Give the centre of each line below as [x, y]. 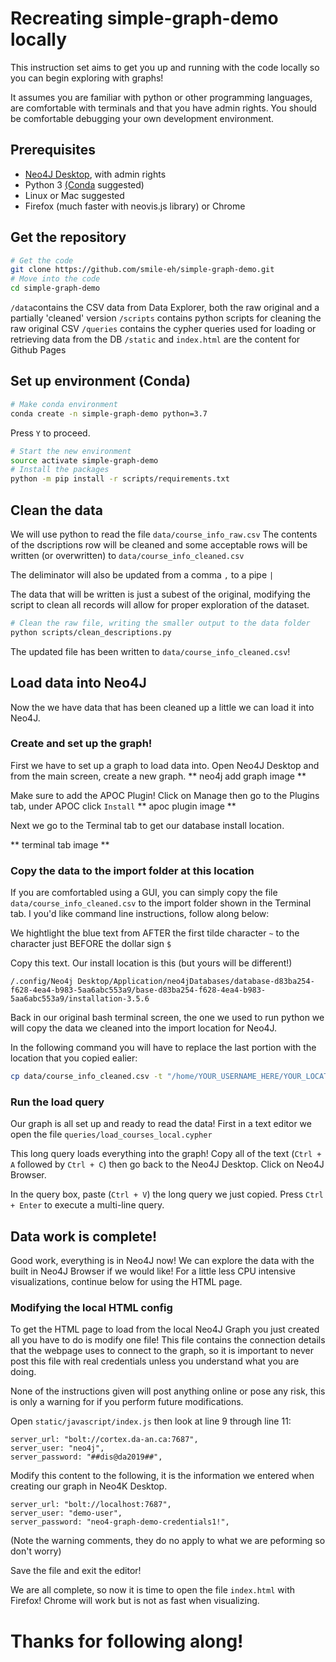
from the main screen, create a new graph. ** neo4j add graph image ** [158, 776]
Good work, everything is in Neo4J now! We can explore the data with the [162, 1261]
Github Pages [38, 350]
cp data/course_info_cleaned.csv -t [86, 1077]
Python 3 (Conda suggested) [84, 184]
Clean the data [56, 510]
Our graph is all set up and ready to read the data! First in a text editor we [161, 1124]
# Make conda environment [64, 404]
